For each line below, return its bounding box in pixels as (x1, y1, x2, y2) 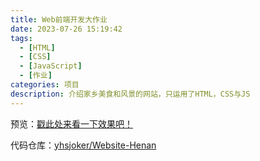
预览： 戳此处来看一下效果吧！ (10, 117, 133, 130)
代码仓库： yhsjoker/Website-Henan (10, 139, 157, 151)
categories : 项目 (10, 80, 80, 90)
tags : (10, 33, 33, 43)
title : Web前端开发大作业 (10, 14, 108, 25)
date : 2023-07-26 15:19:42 (10, 24, 123, 34)
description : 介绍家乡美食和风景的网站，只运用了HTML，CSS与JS (10, 89, 251, 99)
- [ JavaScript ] (19, 61, 83, 71)
